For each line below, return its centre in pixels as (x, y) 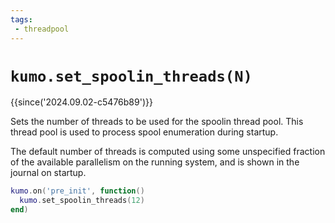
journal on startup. (48, 173)
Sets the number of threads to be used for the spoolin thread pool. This (157, 122)
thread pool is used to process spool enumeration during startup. (144, 132)
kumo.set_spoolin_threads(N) (131, 76)
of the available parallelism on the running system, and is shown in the (155, 162)
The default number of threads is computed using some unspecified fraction (168, 152)
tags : (21, 19)
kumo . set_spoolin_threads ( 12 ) (82, 201)
